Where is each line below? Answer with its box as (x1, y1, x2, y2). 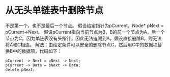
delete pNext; (5, 67, 36, 72)
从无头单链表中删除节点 (5, 5, 104, 16)
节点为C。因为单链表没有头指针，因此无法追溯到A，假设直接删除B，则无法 (5, 35, 162, 41)
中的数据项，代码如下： (12, 48, 62, 54)
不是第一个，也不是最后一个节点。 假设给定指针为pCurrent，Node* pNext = (5, 22, 164, 29)
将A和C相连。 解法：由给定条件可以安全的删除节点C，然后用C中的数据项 (5, 41, 158, 47)
